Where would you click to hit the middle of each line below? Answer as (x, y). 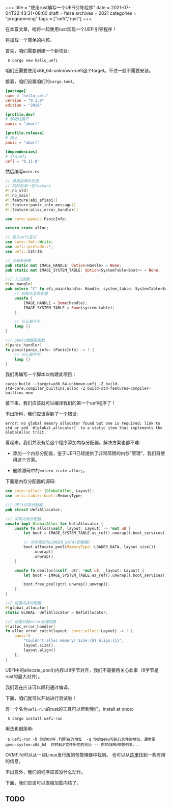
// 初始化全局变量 (31, 293)
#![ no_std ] (17, 191)
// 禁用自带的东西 (22, 181)
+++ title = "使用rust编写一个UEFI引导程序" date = (58, 7)
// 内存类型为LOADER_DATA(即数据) (57, 542)
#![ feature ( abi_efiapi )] (32, 200)
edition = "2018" (24, 105)
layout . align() (40, 650)
